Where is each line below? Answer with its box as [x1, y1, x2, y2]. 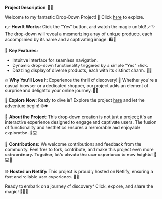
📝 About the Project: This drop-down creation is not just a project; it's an [5, 114, 153, 120]
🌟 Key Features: [5, 48, 38, 53]
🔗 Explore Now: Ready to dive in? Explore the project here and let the [5, 97, 145, 103]
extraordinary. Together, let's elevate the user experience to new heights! [5, 152, 153, 157]
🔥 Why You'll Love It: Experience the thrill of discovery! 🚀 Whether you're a [5, 77, 158, 83]
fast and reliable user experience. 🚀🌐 [5, 174, 80, 179]
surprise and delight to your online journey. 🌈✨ [5, 88, 99, 93]
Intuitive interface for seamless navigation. [12, 57, 98, 63]
